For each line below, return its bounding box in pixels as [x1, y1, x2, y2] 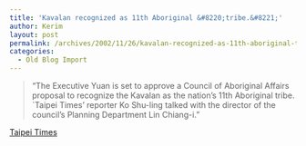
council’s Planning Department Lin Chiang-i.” [31, 110, 200, 120]
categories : [9, 47, 55, 56]
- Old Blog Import [17, 55, 88, 64]
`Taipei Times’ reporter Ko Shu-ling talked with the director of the [31, 100, 276, 110]
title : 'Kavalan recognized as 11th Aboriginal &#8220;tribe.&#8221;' [9, 13, 283, 23]
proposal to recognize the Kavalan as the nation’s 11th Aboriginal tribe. [31, 90, 295, 101]
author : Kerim [9, 22, 64, 31]
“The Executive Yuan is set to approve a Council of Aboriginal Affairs [31, 81, 290, 91]
